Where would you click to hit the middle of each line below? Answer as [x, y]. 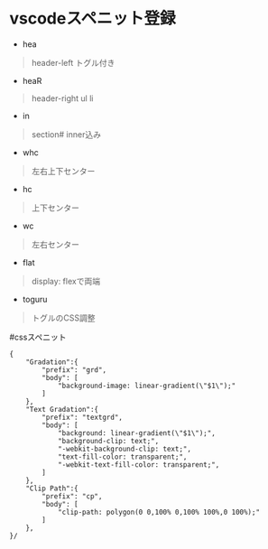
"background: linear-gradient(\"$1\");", [137, 433]
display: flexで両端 [66, 281]
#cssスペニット [38, 337]
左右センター [55, 244]
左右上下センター [63, 171]
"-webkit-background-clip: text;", [125, 449]
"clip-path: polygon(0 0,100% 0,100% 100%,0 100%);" [158, 512]
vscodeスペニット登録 [92, 19]
